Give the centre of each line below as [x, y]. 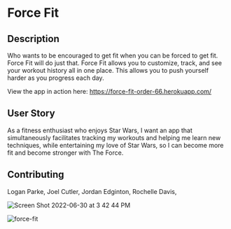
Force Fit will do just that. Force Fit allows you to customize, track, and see [115, 63]
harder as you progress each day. [56, 78]
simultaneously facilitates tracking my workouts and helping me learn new [114, 137]
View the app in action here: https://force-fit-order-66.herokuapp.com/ [110, 91]
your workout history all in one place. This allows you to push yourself [108, 70]
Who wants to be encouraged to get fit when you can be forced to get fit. [113, 55]
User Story [31, 113]
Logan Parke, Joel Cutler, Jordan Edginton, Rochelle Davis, [92, 191]
